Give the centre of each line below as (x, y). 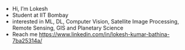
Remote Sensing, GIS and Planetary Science (68, 28)
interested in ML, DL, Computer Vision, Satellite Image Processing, (96, 21)
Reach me (25, 34)
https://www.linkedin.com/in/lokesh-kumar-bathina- (104, 34)
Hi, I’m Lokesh (30, 9)
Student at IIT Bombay (40, 15)
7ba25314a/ (27, 41)
